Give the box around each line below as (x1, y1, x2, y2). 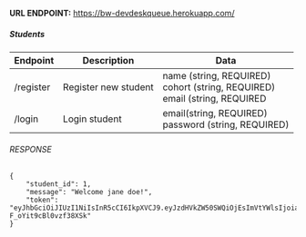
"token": (25, 195, 59, 205)
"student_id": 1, (25, 180, 92, 189)
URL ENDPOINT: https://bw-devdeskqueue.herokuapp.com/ (9, 8, 235, 18)
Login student (62, 113, 122, 125)
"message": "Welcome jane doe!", (25, 188, 153, 197)
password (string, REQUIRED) (162, 118, 290, 131)
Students (9, 28, 46, 39)
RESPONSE (9, 143, 52, 154)
